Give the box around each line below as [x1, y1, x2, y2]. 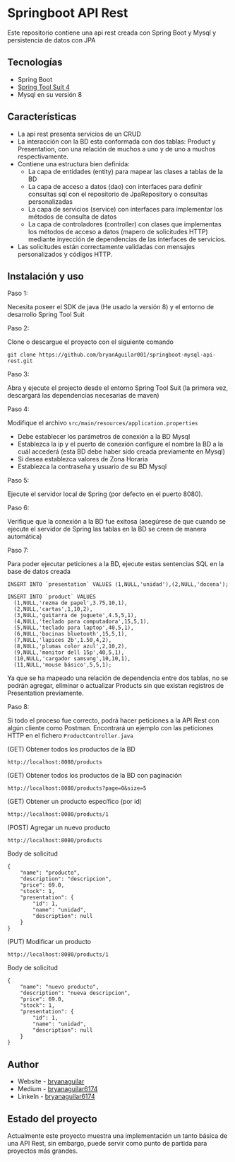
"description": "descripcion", [20, 875, 112, 882]
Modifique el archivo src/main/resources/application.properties [7, 419, 199, 427]
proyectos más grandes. [7, 1146, 78, 1155]
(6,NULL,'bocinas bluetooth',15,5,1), [13, 631, 128, 638]
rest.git [7, 357, 33, 365]
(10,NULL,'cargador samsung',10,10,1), [13, 655, 131, 662]
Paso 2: [7, 324, 30, 333]
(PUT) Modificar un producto [7, 938, 92, 946]
